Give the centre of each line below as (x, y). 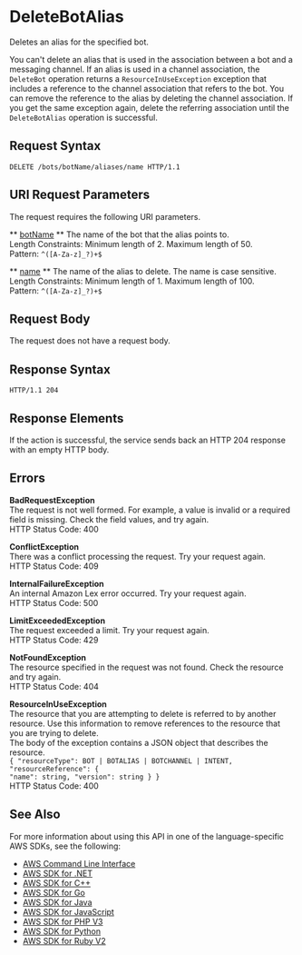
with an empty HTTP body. (59, 450)
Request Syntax (55, 146)
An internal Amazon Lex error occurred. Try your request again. (128, 593)
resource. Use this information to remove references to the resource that (145, 723)
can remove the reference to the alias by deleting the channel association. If (151, 98)
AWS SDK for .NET (58, 873)
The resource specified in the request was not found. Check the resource (146, 667)
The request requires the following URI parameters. (105, 216)
